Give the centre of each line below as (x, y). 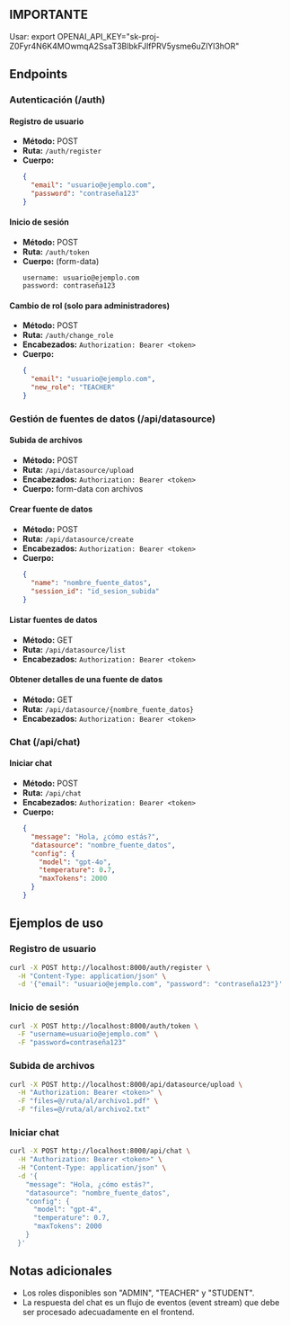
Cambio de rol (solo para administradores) (90, 306)
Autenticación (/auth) (57, 100)
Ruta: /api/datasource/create (78, 539)
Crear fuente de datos (51, 509)
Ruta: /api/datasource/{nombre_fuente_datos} (108, 708)
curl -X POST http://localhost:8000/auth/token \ (104, 1026)
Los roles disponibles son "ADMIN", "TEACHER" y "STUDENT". (138, 1293)
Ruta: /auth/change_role (68, 335)
